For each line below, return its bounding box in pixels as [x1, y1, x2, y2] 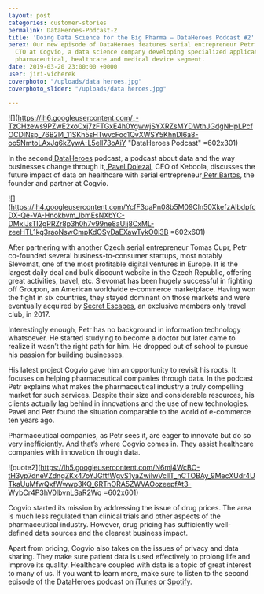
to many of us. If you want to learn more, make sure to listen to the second [8, 569, 249, 578]
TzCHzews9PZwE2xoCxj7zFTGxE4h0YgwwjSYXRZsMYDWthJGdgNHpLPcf [8, 121, 254, 131]
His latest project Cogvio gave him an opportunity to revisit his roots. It [8, 366, 236, 375]
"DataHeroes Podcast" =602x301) [128, 139, 239, 148]
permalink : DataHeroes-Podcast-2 [8, 26, 118, 34]
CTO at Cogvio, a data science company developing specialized [15, 48, 226, 56]
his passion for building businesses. [8, 350, 124, 359]
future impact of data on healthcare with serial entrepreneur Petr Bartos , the [8, 170, 255, 180]
